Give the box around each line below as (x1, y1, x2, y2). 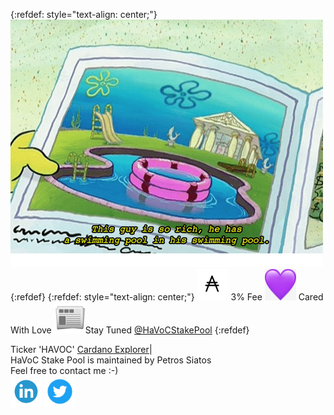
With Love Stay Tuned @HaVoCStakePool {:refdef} (10, 324, 250, 336)
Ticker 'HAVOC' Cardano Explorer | (10, 344, 153, 355)
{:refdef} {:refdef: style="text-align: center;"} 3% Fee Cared (10, 291, 324, 303)
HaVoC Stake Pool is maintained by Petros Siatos (10, 354, 212, 366)
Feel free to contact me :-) (10, 365, 119, 376)
